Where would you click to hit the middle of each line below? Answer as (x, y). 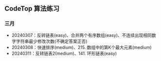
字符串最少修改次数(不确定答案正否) (52, 41)
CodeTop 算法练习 (32, 9)
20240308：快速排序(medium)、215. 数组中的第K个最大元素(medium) (81, 47)
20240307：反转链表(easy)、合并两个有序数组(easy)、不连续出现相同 (81, 35)
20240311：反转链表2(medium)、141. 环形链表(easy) (64, 53)
